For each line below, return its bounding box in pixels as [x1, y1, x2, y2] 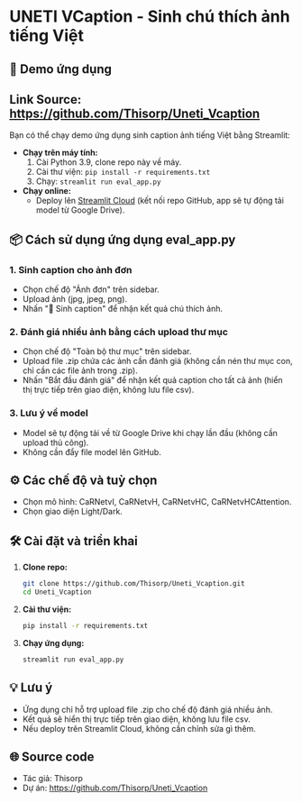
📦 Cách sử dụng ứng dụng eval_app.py [9, 232, 236, 247]
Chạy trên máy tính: [22, 147, 98, 159]
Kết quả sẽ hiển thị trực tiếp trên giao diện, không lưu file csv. [22, 714, 251, 725]
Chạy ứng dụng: [22, 637, 85, 648]
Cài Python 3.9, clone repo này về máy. [35, 157, 182, 168]
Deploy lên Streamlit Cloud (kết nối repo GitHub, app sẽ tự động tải [35, 196, 284, 206]
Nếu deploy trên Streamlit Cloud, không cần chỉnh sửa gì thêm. [22, 723, 257, 734]
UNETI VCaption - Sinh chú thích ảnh [9, 6, 290, 27]
